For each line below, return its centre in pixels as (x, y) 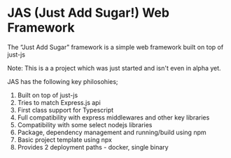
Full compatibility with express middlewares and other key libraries (113, 117)
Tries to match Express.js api (59, 102)
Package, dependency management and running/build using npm (112, 132)
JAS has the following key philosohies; (63, 81)
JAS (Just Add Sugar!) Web (89, 13)
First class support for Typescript (65, 110)
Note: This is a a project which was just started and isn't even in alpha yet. (114, 68)
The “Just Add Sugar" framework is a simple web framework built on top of (115, 47)
